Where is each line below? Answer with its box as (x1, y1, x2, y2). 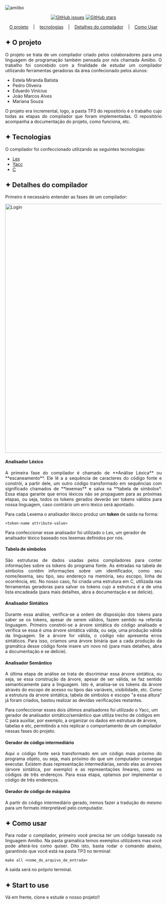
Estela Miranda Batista (12, 77, 59, 83)
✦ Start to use (5, 881, 49, 890)
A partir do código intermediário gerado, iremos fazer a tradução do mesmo (5, 799, 162, 805)
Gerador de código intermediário (5, 739, 75, 745)
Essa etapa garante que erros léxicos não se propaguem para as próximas (5, 491, 162, 497)
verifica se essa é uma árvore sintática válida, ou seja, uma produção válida (5, 627, 162, 633)
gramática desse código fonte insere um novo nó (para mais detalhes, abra (5, 643, 162, 649)
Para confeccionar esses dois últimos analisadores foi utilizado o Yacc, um (5, 707, 158, 713)
